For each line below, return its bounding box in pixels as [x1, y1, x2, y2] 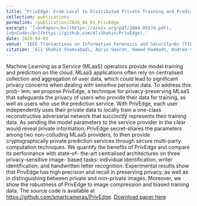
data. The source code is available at [6, 187, 95, 194]
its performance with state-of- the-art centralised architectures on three [6, 150, 181, 157]
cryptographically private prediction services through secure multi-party [6, 137, 181, 144]
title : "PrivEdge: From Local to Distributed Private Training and [6, 8, 175, 15]
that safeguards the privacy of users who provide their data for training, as [6, 94, 186, 101]
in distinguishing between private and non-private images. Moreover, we [6, 174, 182, 181]
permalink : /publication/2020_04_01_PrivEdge [6, 19, 119, 25]
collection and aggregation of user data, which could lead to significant [6, 75, 178, 82]
